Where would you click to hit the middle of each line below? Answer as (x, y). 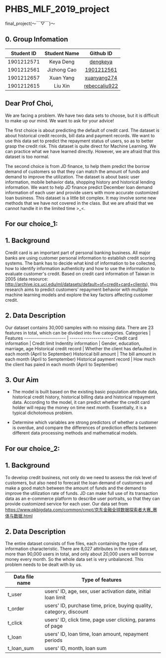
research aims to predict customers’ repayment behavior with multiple (77, 289)
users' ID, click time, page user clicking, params (100, 620)
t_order (16, 609)
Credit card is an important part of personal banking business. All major (78, 252)
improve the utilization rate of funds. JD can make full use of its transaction (82, 493)
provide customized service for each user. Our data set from (67, 503)
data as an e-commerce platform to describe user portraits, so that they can (83, 498)
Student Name (62, 53)
